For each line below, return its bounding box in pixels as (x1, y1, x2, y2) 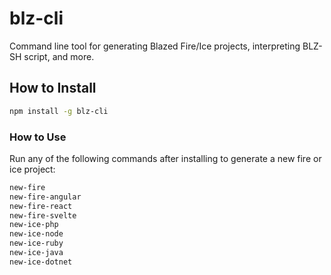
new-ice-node (9, 229, 64, 239)
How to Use (9, 130, 67, 144)
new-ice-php (9, 220, 59, 230)
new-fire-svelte (9, 210, 77, 221)
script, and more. (23, 50, 95, 62)
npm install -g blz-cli (9, 106, 109, 116)
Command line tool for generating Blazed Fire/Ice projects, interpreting (9, 40, 301, 52)
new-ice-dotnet (9, 257, 73, 267)
